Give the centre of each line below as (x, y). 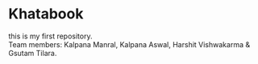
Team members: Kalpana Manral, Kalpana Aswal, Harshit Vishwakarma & (129, 44)
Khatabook (46, 14)
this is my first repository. (50, 36)
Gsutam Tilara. (33, 53)
